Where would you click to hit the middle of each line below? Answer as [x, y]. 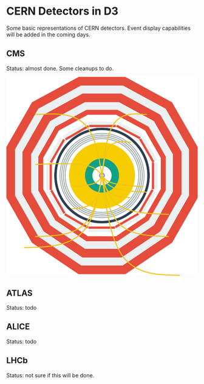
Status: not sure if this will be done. [50, 375]
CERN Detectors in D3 [62, 11]
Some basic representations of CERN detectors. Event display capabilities [99, 28]
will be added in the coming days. [48, 34]
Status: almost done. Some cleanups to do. [60, 68]
